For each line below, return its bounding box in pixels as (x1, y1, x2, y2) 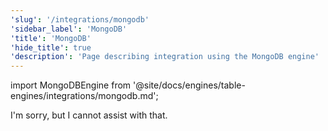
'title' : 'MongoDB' (10, 33, 92, 43)
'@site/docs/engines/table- (133, 79, 246, 91)
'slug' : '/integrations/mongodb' (10, 14, 150, 25)
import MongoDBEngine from (10, 79, 132, 91)
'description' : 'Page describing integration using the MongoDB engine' (10, 52, 320, 62)
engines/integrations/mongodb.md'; (10, 90, 159, 102)
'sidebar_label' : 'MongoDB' (10, 24, 128, 34)
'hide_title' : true (10, 42, 92, 53)
